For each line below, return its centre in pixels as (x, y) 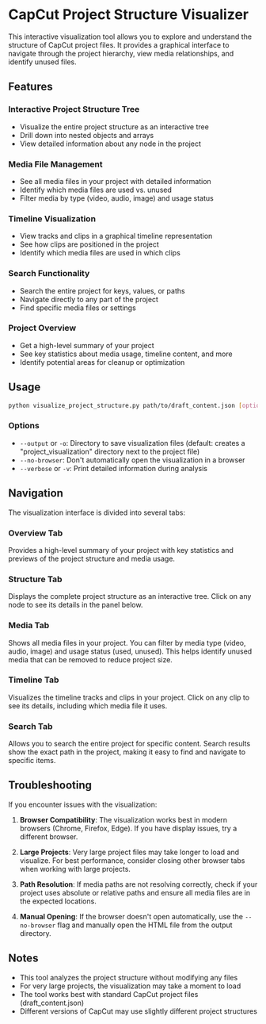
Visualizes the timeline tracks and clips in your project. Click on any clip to (129, 697)
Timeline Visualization (52, 218)
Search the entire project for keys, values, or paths (102, 290)
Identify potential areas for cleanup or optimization (102, 362)
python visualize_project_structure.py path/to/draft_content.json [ (125, 405)
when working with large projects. (75, 869)
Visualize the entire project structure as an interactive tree (114, 127)
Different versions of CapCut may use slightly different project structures (138, 1011)
